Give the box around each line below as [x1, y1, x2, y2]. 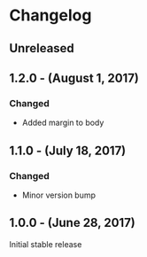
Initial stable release [9, 238, 82, 249]
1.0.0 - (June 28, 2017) [9, 215, 135, 230]
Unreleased [9, 41, 75, 56]
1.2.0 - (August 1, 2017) [9, 70, 140, 85]
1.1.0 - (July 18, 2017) [9, 143, 127, 158]
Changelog [9, 5, 92, 26]
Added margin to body [21, 117, 104, 128]
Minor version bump [21, 190, 96, 200]
